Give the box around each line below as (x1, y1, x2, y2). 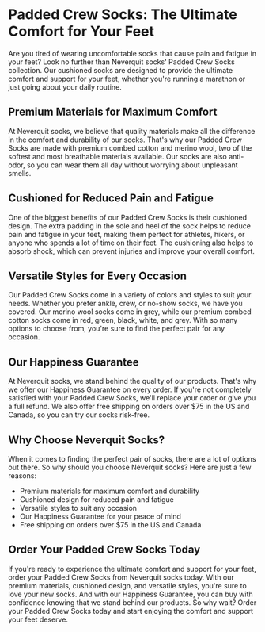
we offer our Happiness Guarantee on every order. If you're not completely (8, 385, 252, 394)
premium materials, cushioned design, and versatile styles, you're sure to (8, 580, 247, 590)
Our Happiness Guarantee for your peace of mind (19, 511, 182, 521)
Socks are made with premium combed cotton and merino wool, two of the (8, 143, 252, 152)
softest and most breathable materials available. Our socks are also (8, 151, 227, 161)
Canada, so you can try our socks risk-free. (8, 410, 150, 419)
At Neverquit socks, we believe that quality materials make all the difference (8, 126, 256, 136)
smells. (8, 168, 32, 178)
